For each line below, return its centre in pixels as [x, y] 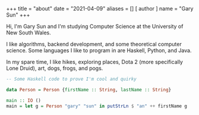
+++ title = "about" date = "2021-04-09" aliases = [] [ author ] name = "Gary [100, 9]
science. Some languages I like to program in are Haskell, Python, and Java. [99, 50]
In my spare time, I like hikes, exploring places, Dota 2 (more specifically [94, 62]
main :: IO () [24, 100]
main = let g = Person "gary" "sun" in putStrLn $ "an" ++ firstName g [97, 106]
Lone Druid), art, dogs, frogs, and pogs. [55, 68]
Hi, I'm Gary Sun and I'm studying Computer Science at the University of [95, 26]
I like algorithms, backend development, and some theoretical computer [94, 44]
